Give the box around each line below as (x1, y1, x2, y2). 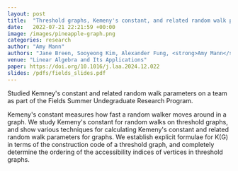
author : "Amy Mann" (7, 43, 65, 50)
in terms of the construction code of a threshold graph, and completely (7, 140, 215, 148)
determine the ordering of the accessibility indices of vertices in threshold (7, 148, 223, 156)
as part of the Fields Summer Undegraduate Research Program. (7, 96, 193, 105)
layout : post (7, 10, 46, 18)
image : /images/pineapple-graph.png (7, 30, 115, 37)
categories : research (7, 37, 72, 44)
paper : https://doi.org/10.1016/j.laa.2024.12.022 (7, 63, 160, 70)
